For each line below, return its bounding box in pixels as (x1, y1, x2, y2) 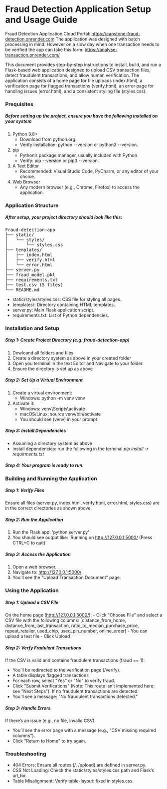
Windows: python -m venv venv (19, 395, 86, 401)
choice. (19, 173, 35, 179)
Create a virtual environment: (12, 389, 72, 395)
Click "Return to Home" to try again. (12, 738, 86, 744)
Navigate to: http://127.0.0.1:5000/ (12, 569, 82, 575)
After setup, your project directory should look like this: (5, 214, 123, 220)
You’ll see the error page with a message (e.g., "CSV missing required (12, 727, 156, 733)
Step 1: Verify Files (5, 487, 45, 493)
